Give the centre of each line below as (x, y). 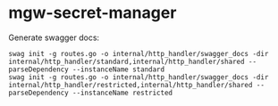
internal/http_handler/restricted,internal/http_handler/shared (131, 85)
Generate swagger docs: (54, 37)
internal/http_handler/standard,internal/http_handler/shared (126, 61)
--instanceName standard (118, 69)
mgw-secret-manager (93, 13)
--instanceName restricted (122, 93)
